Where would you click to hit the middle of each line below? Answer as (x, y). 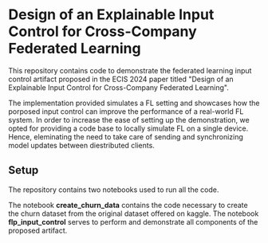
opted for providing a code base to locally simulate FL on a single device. (128, 128)
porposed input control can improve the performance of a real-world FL (126, 111)
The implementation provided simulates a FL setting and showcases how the (134, 103)
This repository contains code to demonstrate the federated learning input (130, 70)
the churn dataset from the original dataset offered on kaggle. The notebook (134, 214)
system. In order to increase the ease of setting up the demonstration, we (129, 120)
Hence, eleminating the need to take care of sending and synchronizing (126, 136)
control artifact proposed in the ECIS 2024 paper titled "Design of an (121, 79)
